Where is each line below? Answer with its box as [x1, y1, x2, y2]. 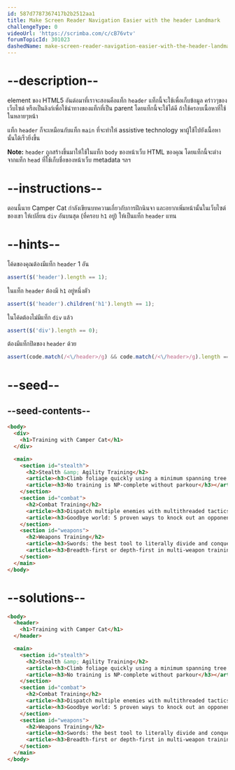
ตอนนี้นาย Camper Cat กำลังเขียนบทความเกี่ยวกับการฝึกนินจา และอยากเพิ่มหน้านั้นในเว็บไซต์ [7, 204, 226, 212]
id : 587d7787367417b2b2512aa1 [7, 10, 96, 17]
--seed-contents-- [7, 405, 91, 416]
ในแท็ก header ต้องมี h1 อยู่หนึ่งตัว [7, 286, 91, 295]
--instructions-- [7, 181, 103, 197]
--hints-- [7, 237, 61, 253]
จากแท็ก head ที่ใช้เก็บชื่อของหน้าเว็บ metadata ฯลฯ [7, 155, 131, 164]
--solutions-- [7, 589, 86, 605]
